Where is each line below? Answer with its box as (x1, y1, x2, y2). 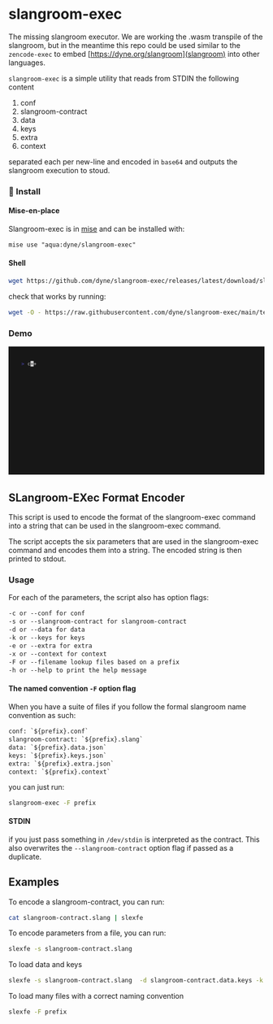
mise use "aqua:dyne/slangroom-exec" (8, 241, 136, 249)
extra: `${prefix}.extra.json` (8, 760, 115, 768)
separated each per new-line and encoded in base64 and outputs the (8, 156, 238, 167)
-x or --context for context (8, 650, 107, 659)
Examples (8, 875, 59, 889)
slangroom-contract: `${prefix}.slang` (8, 735, 144, 743)
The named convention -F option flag (8, 684, 136, 694)
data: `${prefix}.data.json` (8, 743, 107, 752)
